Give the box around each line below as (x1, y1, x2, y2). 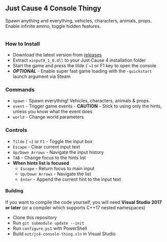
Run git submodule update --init (12, 220, 84, 226)
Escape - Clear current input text (12, 144, 80, 150)
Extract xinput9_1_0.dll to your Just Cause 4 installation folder (12, 57, 147, 63)
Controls (5, 127, 28, 134)
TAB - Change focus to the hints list (12, 154, 86, 160)
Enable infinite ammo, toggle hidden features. (5, 23, 101, 29)
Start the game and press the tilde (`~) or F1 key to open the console (12, 63, 157, 69)
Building (5, 188, 23, 194)
